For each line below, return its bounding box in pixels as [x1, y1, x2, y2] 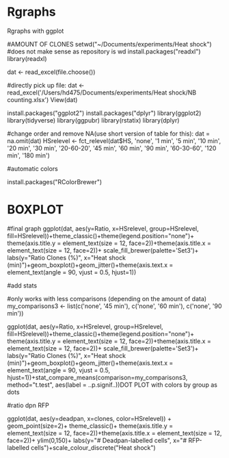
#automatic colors [7, 164, 58, 173]
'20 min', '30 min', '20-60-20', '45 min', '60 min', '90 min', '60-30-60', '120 [7, 144, 217, 152]
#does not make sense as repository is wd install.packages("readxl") [7, 47, 201, 55]
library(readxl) [7, 54, 47, 62]
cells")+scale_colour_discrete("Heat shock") [30, 443, 156, 452]
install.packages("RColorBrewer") [7, 177, 103, 186]
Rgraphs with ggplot [7, 27, 64, 35]
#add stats [7, 281, 38, 290]
